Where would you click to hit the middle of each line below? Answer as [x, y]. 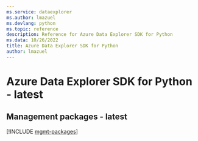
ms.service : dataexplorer [39, 12]
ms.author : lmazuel [31, 18]
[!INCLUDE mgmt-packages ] [42, 131]
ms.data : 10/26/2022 [33, 40]
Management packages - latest [67, 117]
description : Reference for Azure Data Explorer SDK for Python [90, 35]
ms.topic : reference [33, 29]
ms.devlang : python [31, 23]
